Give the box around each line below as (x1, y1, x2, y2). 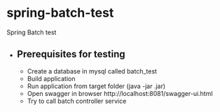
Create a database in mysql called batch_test (27, 66, 157, 75)
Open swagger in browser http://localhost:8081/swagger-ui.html (27, 89, 213, 97)
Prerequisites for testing (16, 48, 125, 60)
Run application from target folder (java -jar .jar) (27, 82, 166, 90)
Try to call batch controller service (27, 97, 127, 105)
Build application (27, 74, 76, 83)
